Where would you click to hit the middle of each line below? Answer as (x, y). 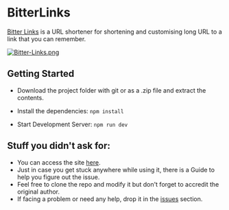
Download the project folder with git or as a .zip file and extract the (111, 90)
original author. (38, 191)
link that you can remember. (47, 38)
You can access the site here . (59, 162)
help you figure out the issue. (58, 177)
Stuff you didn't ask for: (59, 146)
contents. (31, 97)
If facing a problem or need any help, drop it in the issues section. (110, 199)
